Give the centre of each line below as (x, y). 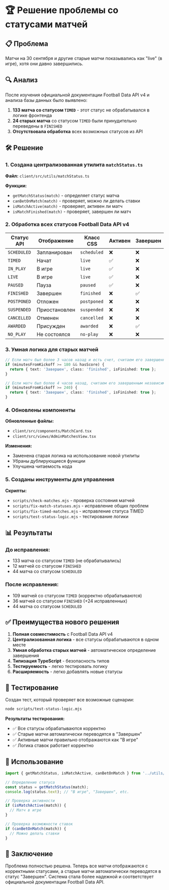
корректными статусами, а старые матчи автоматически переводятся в (83, 871)
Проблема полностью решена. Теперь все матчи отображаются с (77, 866)
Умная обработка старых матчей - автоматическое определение (84, 650)
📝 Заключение (29, 854)
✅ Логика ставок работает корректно (53, 746)
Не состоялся (53, 334)
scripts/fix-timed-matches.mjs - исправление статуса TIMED (78, 511)
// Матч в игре (26, 810)
